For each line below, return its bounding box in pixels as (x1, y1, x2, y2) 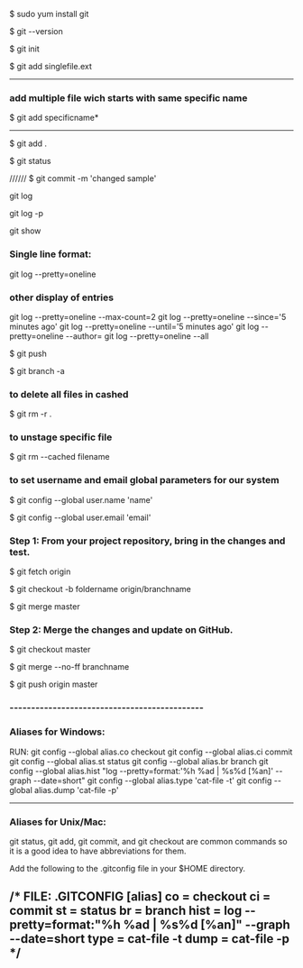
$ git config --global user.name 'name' (9, 494, 153, 505)
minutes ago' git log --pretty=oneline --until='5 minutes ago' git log (9, 321, 260, 332)
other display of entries (9, 291, 115, 304)
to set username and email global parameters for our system (9, 474, 280, 487)
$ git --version (9, 26, 63, 36)
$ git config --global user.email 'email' (9, 512, 151, 523)
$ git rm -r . (9, 408, 52, 419)
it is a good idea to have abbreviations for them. (9, 845, 187, 856)
